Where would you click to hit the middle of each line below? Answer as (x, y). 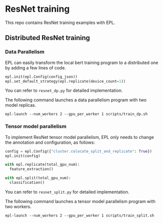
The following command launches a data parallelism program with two (76, 100)
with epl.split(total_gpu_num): (38, 178)
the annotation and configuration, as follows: (50, 142)
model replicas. (21, 105)
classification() (27, 183)
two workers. (18, 206)
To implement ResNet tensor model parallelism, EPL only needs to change (80, 137)
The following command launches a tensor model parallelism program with (80, 201)
